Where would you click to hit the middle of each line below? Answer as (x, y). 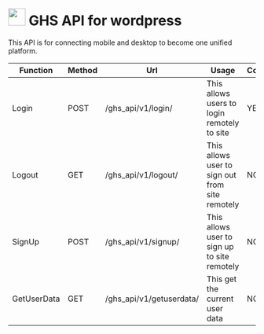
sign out (222, 174)
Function (36, 70)
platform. (23, 50)
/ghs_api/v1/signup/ (142, 241)
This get (222, 279)
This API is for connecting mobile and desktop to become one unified (120, 42)
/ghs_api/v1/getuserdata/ (152, 299)
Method (83, 70)
